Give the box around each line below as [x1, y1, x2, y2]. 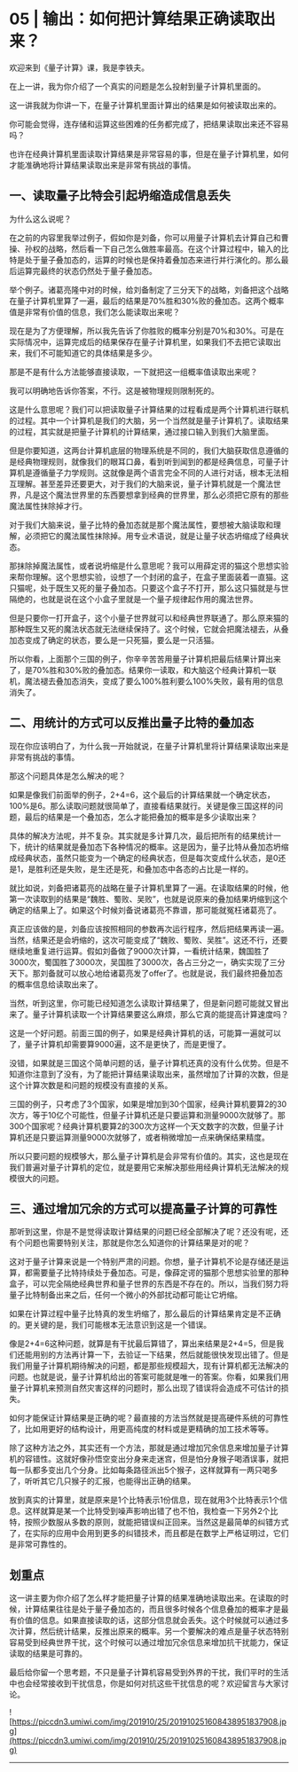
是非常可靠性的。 [9, 1539, 72, 1549]
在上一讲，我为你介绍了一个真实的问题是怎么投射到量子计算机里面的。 [9, 81, 266, 91]
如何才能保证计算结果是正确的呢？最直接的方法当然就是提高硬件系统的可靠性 [9, 1413, 289, 1423]
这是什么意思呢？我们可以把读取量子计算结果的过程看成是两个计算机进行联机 [9, 404, 289, 414]
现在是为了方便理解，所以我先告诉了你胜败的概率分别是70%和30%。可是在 [9, 325, 285, 336]
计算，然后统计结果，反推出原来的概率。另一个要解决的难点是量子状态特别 [16, 1626, 289, 1637]
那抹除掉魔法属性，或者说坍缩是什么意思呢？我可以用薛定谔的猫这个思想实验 [9, 561, 289, 571]
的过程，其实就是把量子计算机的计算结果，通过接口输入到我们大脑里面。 [9, 426, 273, 436]
